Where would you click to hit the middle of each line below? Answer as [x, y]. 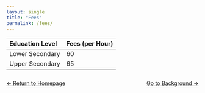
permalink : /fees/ [30, 23]
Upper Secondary [35, 64]
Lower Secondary [35, 54]
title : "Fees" [24, 18]
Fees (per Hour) [90, 44]
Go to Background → [172, 83]
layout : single [26, 12]
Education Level [33, 44]
